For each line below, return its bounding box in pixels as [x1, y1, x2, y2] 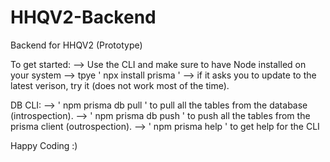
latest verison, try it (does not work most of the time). [10, 79, 230, 91]
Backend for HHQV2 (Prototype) [10, 39, 143, 51]
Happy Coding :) [10, 139, 78, 151]
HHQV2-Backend [10, 6, 157, 29]
